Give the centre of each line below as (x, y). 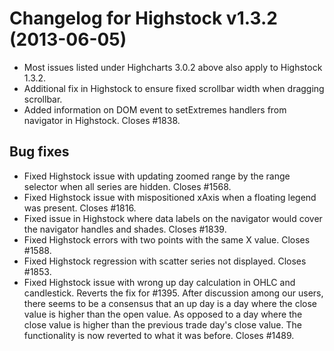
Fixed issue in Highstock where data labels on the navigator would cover (173, 218)
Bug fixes (39, 152)
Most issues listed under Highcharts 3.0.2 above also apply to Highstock (173, 67)
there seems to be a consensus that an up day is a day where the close (170, 303)
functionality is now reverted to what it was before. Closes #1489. (159, 335)
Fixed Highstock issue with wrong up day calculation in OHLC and (159, 282)
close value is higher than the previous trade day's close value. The (162, 324)
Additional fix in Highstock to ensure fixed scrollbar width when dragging (174, 88)
